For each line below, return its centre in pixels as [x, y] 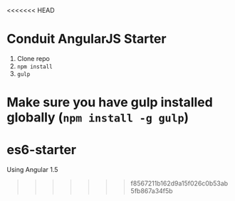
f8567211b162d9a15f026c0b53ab [179, 183]
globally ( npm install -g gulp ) [98, 118]
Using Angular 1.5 [32, 170]
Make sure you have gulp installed [110, 103]
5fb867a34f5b [152, 191]
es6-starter [41, 150]
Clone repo [33, 58]
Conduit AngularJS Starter [87, 39]
